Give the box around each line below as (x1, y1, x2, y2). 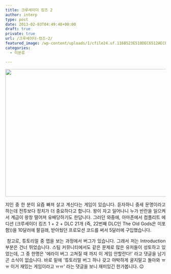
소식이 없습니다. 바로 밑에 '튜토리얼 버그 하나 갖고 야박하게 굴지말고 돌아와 (11, 257, 160, 263)
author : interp (5, 12, 38, 17)
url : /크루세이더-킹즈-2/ (5, 36, 53, 41)
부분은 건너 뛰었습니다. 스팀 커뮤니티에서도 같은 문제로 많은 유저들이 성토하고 (5, 244, 160, 250)
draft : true (5, 27, 31, 32)
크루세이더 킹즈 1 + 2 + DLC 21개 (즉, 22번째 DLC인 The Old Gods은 (16, 220, 156, 227)
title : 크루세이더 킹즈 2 (5, 7, 53, 13)
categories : (5, 45, 31, 51)
